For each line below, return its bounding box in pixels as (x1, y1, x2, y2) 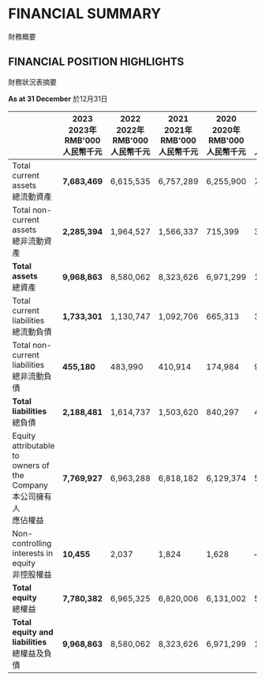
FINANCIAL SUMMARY (8, 5, 162, 23)
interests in (12, 548, 54, 559)
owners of (12, 459, 50, 470)
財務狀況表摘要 (8, 77, 57, 87)
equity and (12, 627, 54, 638)
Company (12, 479, 49, 490)
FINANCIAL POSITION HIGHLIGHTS (8, 55, 185, 69)
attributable (12, 440, 55, 451)
